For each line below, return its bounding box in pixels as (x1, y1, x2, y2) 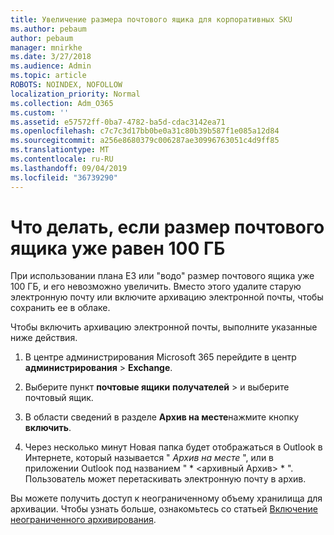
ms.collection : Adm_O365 (10, 98, 114, 108)
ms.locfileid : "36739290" (10, 172, 118, 183)
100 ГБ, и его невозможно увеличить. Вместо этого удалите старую (10, 281, 302, 293)
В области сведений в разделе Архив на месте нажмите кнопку (24, 411, 300, 423)
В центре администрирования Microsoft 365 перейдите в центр (24, 351, 297, 363)
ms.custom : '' (10, 107, 70, 118)
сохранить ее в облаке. (10, 302, 111, 314)
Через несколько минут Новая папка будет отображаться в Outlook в (24, 441, 323, 453)
